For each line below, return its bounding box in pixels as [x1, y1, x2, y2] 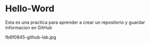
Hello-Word [5, 3, 54, 14]
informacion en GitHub [5, 24, 52, 30]
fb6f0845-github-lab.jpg [5, 34, 56, 40]
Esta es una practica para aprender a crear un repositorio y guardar [5, 19, 145, 25]
